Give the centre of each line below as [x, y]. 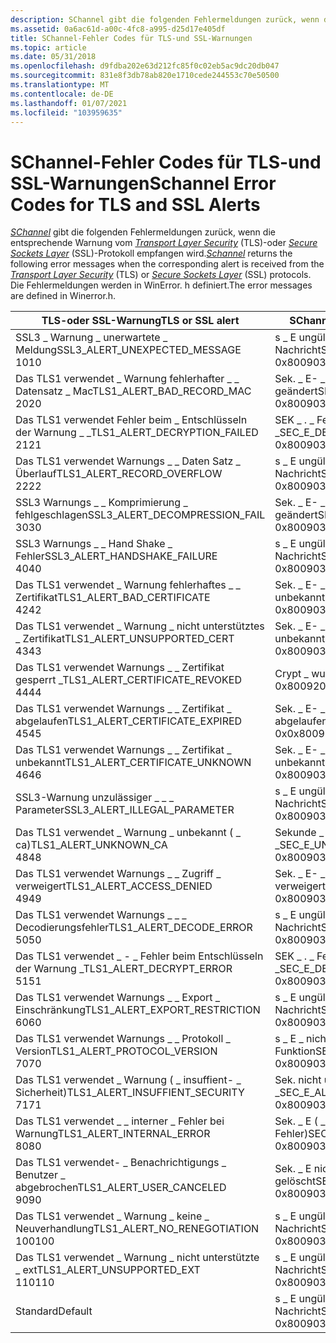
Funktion [295, 1051]
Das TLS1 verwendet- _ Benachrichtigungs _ [121, 1163]
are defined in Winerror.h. [63, 296]
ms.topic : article [48, 47]
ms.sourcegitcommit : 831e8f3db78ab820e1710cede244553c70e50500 [145, 76]
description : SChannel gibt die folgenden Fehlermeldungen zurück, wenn [165, 19]
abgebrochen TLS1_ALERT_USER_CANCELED [121, 1188]
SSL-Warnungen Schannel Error [143, 183]
